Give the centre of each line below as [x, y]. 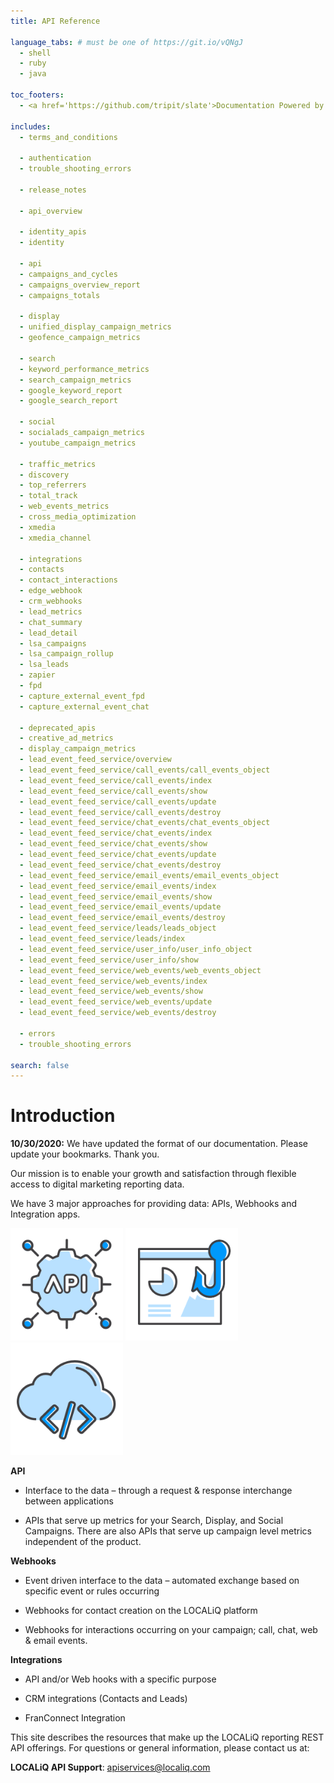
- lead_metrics [51, 611]
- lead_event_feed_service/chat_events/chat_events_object [145, 823]
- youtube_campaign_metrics [78, 443]
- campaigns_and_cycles [68, 274]
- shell [35, 53]
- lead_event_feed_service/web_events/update [116, 1002]
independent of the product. [83, 1542]
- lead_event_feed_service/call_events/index [116, 780]
